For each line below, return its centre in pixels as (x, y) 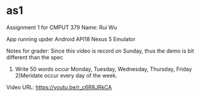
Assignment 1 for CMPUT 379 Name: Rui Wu (62, 27)
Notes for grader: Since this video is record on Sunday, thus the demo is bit (100, 51)
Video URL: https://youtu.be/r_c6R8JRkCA (59, 87)
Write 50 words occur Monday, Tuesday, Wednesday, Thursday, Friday (103, 69)
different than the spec (35, 57)
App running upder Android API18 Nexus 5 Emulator (71, 39)
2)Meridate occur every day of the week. (66, 75)
